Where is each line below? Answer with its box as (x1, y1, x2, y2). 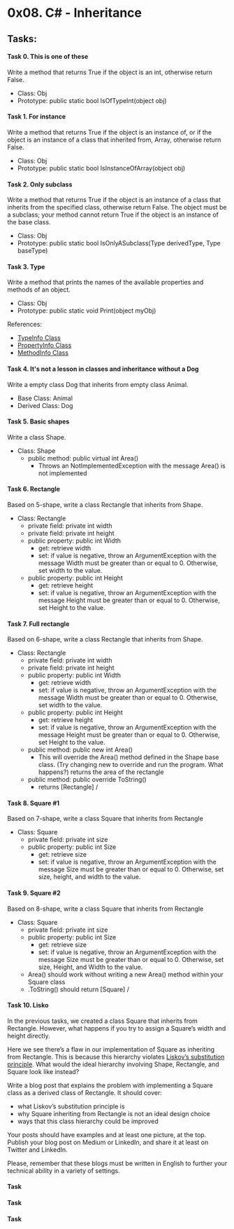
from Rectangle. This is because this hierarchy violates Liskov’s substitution (7, 1052, 225, 1061)
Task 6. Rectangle (7, 485, 61, 494)
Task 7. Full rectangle (7, 619, 70, 628)
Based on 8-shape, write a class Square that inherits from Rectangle (7, 904, 204, 913)
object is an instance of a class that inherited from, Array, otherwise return (7, 135, 221, 144)
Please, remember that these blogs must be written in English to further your (7, 1159, 228, 1167)
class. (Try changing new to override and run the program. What (38, 761, 224, 769)
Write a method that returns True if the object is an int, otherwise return (7, 68, 213, 76)
